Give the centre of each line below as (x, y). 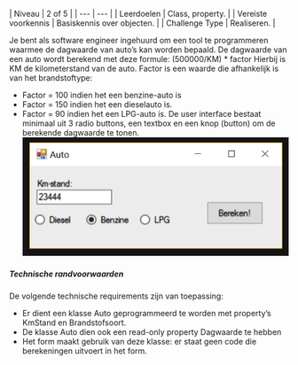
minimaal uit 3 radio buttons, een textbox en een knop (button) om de (149, 123)
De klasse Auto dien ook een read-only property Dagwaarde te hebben (152, 332)
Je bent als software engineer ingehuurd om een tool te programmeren (139, 40)
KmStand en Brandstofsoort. (74, 322)
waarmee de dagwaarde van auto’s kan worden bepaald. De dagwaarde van (148, 50)
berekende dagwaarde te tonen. (81, 132)
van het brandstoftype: (51, 78)
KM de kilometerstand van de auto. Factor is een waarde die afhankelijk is (144, 68)
